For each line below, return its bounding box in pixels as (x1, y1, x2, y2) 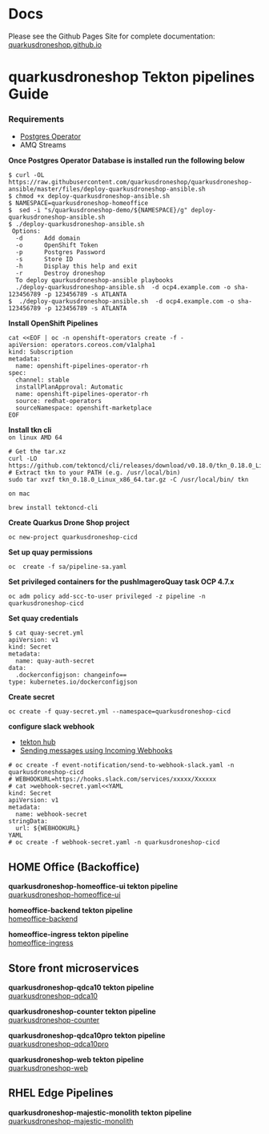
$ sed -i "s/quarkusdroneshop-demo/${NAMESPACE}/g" (8, 206, 188, 215)
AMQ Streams (19, 140, 66, 150)
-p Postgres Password (15, 248, 106, 256)
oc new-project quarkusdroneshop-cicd (8, 534, 138, 542)
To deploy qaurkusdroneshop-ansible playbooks (15, 276, 174, 285)
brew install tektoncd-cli (8, 504, 98, 512)
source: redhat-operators (15, 398, 102, 406)
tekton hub (19, 737, 56, 747)
